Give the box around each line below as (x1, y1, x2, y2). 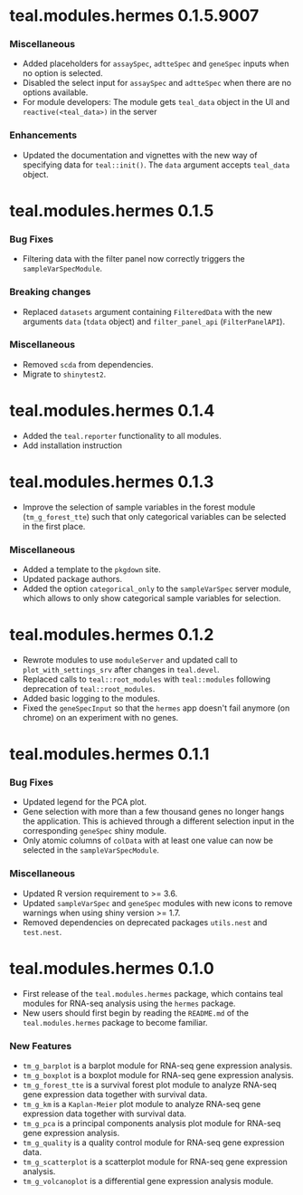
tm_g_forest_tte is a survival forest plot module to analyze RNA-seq (22, 1079, 278, 1090)
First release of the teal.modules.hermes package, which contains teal (22, 988, 283, 999)
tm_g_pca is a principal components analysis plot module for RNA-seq (22, 1117, 281, 1128)
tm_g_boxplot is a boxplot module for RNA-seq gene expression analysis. (22, 1069, 294, 1080)
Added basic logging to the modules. (22, 693, 160, 703)
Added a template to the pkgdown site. (22, 564, 161, 575)
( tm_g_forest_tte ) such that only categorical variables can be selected (22, 511, 287, 521)
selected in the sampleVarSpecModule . (22, 845, 160, 856)
